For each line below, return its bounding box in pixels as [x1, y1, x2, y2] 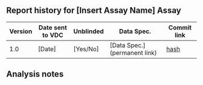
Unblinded [73, 27, 104, 36]
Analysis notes [6, 69, 64, 80]
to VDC [42, 31, 63, 39]
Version [9, 27, 33, 36]
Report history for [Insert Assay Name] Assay [6, 5, 181, 16]
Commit [168, 23, 192, 31]
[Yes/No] [73, 45, 100, 53]
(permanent [109, 48, 143, 57]
